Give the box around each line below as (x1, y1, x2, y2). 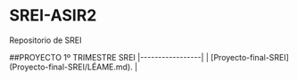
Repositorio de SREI (9, 35, 82, 45)
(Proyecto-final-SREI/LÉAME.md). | (9, 61, 138, 72)
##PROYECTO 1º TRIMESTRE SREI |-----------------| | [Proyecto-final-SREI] (9, 52, 290, 62)
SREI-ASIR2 (9, 5, 97, 26)
